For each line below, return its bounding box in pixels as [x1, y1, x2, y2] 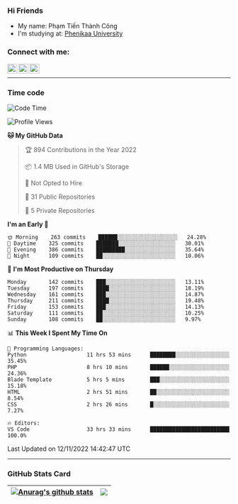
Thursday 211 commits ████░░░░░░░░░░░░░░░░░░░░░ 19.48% [7, 297, 204, 304]
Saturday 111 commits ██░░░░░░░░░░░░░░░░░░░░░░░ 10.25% [7, 309, 204, 317]
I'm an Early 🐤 [7, 219, 49, 229]
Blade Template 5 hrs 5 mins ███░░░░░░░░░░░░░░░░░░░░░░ [7, 376, 230, 383]
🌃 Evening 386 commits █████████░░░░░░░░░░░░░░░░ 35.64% [7, 246, 204, 253]
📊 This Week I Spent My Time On [7, 329, 108, 337]
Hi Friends [7, 6, 44, 16]
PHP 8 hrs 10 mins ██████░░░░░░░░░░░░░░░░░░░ [7, 363, 230, 371]
